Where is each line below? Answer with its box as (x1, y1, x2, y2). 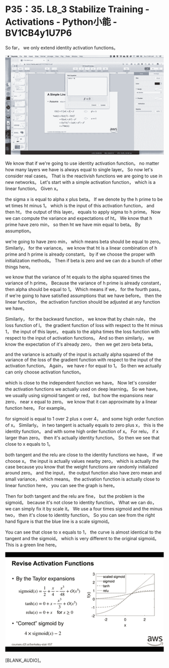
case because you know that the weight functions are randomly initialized (5, 463, 158, 469)
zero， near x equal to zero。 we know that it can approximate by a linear (5, 399, 157, 405)
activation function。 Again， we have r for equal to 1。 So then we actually (5, 362, 162, 368)
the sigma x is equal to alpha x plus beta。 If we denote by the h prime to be (5, 196, 163, 202)
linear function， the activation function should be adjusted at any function (5, 299, 160, 305)
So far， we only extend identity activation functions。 (5, 44, 118, 51)
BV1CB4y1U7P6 (5, 27, 72, 39)
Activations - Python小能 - (5, 16, 117, 28)
